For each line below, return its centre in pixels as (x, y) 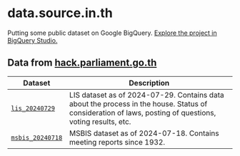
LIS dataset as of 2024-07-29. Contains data (146, 95)
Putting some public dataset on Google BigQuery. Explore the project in (112, 33)
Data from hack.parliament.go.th (82, 63)
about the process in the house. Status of (138, 103)
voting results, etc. (100, 121)
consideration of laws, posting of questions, (142, 113)
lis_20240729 (33, 108)
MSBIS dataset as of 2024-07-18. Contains (144, 133)
